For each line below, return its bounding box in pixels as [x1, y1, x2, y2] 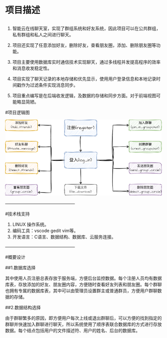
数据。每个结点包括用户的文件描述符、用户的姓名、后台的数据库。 [5, 327, 140, 334]
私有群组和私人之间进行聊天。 [12, 31, 74, 37]
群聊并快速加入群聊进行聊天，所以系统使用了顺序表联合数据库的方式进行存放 [5, 321, 162, 327]
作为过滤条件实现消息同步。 [21, 82, 78, 88]
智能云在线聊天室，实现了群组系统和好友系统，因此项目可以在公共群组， [12, 25, 161, 31]
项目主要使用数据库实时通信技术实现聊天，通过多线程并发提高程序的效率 [12, 59, 161, 65]
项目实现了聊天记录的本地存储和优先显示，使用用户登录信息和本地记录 [12, 76, 157, 82]
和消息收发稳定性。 [12, 65, 52, 71]
